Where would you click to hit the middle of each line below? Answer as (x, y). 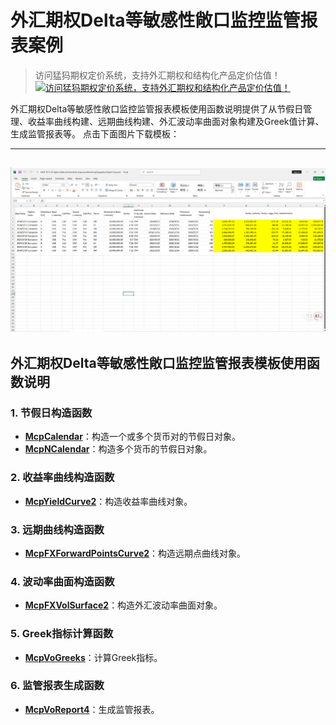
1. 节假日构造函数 (51, 413)
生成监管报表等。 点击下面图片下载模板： (95, 133)
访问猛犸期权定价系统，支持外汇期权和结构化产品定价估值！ (157, 75)
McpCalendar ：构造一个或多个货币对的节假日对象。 (132, 437)
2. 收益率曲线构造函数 (62, 478)
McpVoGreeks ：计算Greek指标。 (93, 657)
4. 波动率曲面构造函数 (62, 581)
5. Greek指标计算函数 (62, 634)
